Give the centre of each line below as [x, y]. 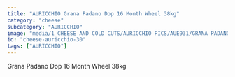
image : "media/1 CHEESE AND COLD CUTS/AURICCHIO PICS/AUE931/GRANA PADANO [119, 33]
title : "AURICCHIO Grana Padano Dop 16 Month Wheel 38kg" [93, 14]
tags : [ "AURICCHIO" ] [37, 46]
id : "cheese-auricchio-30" [47, 40]
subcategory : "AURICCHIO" [45, 27]
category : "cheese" [36, 20]
